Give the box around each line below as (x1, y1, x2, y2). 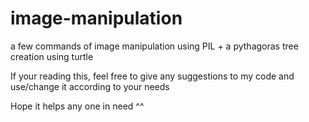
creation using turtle (10, 50, 94, 62)
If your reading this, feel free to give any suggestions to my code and (10, 70, 295, 82)
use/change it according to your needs (10, 80, 170, 92)
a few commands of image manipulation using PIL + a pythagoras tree (10, 40, 299, 52)
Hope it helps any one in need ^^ (10, 100, 145, 112)
